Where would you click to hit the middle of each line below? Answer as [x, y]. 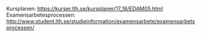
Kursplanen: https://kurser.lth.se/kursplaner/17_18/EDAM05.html [85, 9]
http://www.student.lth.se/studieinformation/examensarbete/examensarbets [101, 21]
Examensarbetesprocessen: [41, 15]
